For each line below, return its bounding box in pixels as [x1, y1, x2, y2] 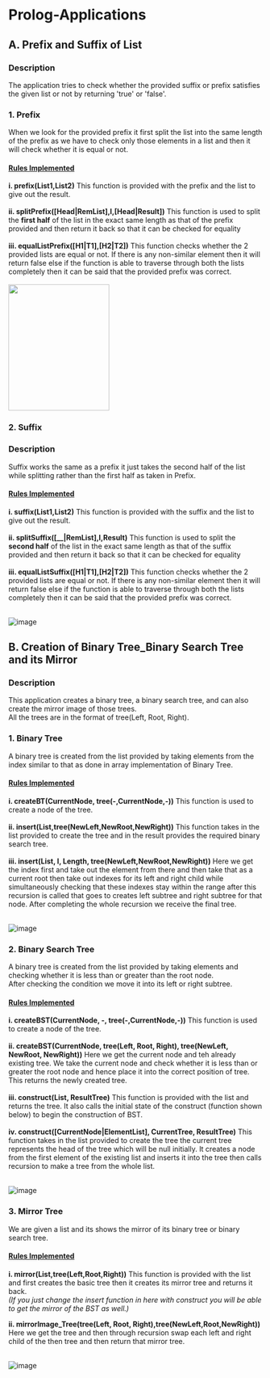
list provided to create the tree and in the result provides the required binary [8, 830, 260, 840]
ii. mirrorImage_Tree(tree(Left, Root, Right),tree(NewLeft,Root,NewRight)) [8, 1319, 260, 1329]
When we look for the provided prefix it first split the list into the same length [8, 128, 263, 137]
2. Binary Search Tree [8, 943, 95, 955]
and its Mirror [8, 653, 78, 667]
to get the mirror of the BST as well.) [8, 1303, 130, 1313]
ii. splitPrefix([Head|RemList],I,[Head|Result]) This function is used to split [8, 207, 260, 216]
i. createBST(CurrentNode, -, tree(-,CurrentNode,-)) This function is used [8, 1015, 258, 1025]
